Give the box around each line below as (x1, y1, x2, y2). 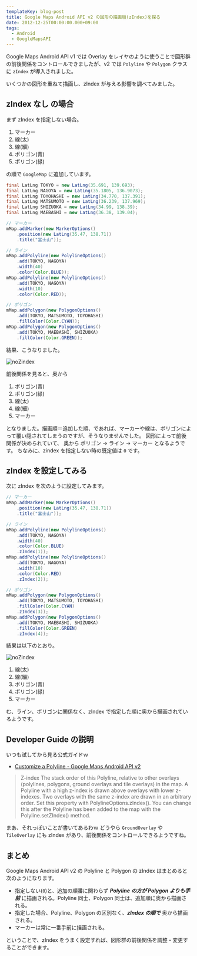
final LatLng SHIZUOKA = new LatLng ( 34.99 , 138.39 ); (6, 204, 138, 210)
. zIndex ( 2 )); (16, 576, 49, 582)
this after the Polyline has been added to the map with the (20, 806, 161, 813)
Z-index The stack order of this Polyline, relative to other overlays (20, 774, 179, 781)
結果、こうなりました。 (6, 346, 63, 353)
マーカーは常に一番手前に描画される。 (14, 924, 108, 931)
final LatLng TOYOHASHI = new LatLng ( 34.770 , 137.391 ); (6, 193, 146, 199)
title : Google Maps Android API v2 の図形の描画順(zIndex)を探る (6, 14, 161, 20)
